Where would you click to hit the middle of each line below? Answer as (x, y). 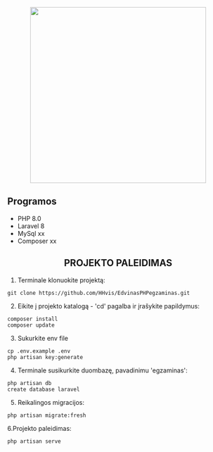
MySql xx (31, 233)
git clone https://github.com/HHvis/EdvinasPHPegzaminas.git (99, 293)
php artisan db (30, 383)
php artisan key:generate (45, 357)
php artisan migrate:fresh (47, 415)
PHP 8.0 (29, 218)
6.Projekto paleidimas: (39, 428)
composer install (33, 319)
